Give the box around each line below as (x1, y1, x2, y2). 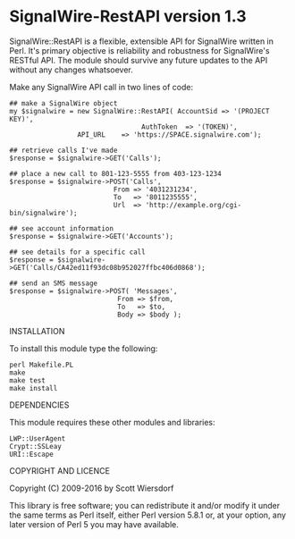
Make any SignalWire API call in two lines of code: (9, 81, 194, 92)
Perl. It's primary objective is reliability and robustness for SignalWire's (9, 45, 270, 55)
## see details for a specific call (9, 248, 146, 257)
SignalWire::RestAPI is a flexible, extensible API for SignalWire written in (9, 36, 274, 46)
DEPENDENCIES (9, 400, 70, 410)
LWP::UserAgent (9, 434, 66, 443)
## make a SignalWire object (9, 98, 118, 108)
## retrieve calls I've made (9, 146, 118, 155)
